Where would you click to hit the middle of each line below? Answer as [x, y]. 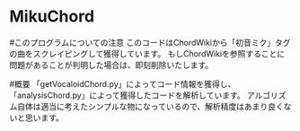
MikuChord [52, 17]
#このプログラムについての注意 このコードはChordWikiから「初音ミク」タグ [150, 42]
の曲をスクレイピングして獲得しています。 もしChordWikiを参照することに [147, 53]
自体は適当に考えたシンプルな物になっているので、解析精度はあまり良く [150, 106]
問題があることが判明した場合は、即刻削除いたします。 [111, 65]
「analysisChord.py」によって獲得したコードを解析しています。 [127, 95]
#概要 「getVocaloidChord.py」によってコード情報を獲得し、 [123, 83]
